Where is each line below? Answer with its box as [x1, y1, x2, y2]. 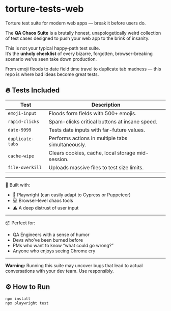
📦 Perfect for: [5, 220, 36, 226]
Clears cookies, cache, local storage [48, 149, 136, 156]
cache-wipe [8, 153, 34, 159]
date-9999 [8, 127, 32, 133]
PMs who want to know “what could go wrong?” [12, 242, 113, 248]
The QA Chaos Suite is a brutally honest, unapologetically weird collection [5, 30, 161, 36]
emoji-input [8, 110, 37, 116]
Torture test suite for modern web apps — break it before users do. [5, 20, 146, 26]
